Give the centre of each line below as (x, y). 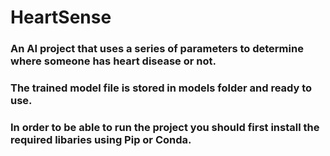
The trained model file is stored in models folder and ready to (161, 88)
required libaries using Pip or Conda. (101, 139)
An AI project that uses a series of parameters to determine (157, 49)
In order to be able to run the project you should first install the (165, 127)
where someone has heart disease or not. (113, 61)
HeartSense (61, 17)
